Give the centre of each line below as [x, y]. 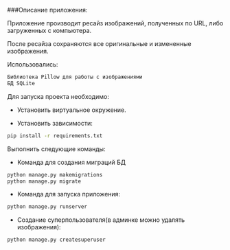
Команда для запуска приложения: [69, 194]
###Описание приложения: [47, 10]
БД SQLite [21, 83]
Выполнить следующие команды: [56, 149]
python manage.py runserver [47, 207]
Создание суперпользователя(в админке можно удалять [101, 220]
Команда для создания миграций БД [71, 162]
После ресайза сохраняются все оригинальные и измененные [99, 44]
